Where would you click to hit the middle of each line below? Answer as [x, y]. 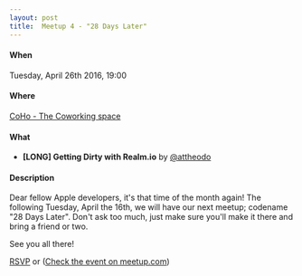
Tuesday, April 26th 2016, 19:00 [68, 75]
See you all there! [42, 244]
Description [32, 177]
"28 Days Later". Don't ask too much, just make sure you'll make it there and [151, 217]
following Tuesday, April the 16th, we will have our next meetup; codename [149, 207]
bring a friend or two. [49, 226]
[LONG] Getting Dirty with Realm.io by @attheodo [117, 157]
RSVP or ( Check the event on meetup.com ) [90, 262]
